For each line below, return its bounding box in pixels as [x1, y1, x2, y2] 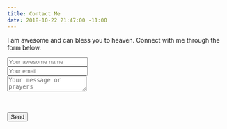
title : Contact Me [7, 10, 61, 17]
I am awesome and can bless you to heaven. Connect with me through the [7, 36, 221, 44]
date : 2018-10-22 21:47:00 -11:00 [7, 17, 108, 24]
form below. [7, 43, 42, 52]
